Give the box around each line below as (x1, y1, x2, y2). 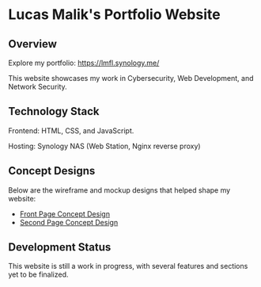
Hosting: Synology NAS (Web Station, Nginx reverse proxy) (8, 141, 201, 151)
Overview (8, 37, 58, 51)
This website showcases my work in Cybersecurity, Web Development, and (8, 74, 255, 82)
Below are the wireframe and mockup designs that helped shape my (8, 185, 231, 195)
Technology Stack (8, 105, 100, 118)
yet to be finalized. (8, 270, 69, 279)
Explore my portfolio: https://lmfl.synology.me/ (8, 58, 160, 67)
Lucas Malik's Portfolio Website (8, 6, 221, 24)
